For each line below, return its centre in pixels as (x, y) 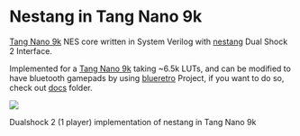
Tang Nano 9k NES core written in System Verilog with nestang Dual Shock (149, 41)
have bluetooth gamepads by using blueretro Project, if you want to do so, (147, 77)
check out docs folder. (51, 87)
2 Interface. (31, 50)
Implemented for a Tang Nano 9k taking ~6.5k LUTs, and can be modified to (150, 68)
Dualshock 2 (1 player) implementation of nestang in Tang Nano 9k (133, 122)
